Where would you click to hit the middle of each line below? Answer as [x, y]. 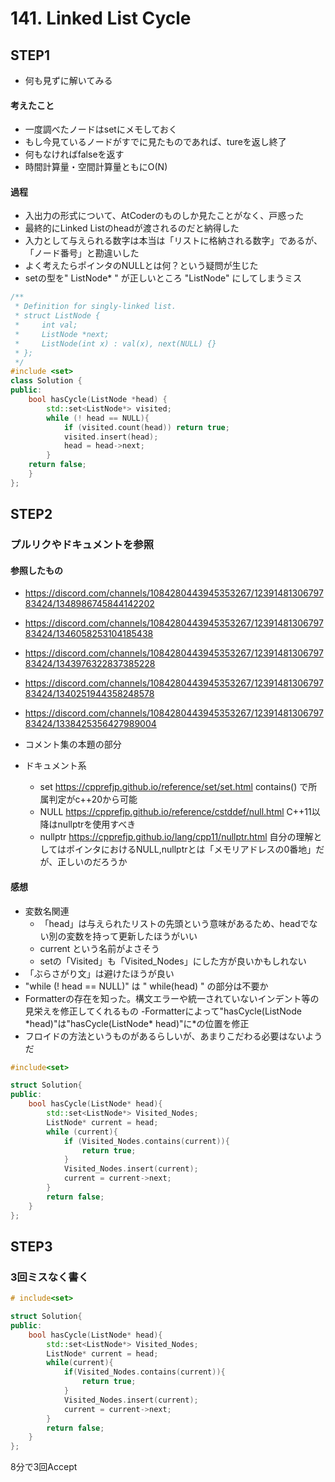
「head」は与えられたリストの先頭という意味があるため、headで [174, 923]
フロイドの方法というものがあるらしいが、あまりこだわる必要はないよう [173, 1036]
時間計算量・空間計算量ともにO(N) [96, 167]
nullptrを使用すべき [97, 824]
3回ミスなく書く [50, 1277]
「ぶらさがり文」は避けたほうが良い [99, 973]
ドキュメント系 [55, 766]
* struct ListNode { [57, 316]
